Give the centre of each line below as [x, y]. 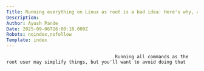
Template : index [27, 40]
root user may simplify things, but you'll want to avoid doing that [96, 62]
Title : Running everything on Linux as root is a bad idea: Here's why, [100, 12]
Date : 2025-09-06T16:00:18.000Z [47, 29]
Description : [23, 18]
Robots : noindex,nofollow [39, 35]
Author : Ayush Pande [32, 23]
